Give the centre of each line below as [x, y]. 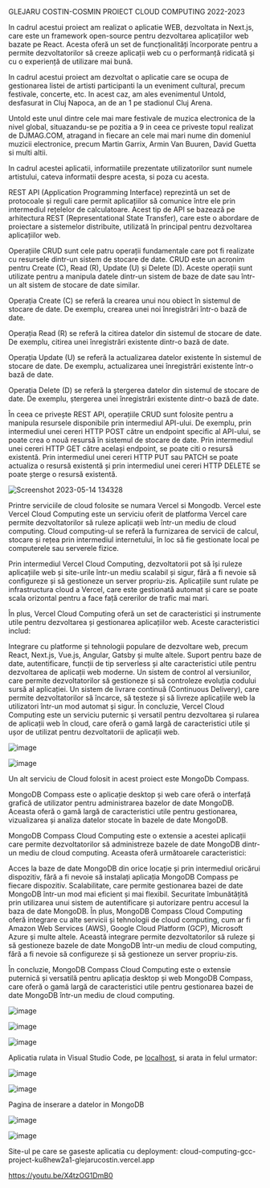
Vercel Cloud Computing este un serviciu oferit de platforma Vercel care [128, 514]
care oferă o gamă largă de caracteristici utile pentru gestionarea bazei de [131, 987]
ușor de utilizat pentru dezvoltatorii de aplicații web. [94, 732]
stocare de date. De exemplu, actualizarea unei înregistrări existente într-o [131, 366]
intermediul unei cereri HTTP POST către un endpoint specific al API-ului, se [135, 431]
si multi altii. [28, 153]
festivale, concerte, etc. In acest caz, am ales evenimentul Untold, [117, 94]
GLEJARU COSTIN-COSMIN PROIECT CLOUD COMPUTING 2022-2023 [127, 12]
